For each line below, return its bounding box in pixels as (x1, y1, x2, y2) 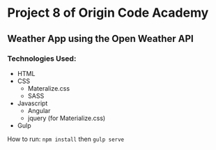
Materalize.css (27, 84, 70, 92)
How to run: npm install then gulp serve (7, 135, 125, 143)
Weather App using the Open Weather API (7, 33, 194, 45)
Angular (27, 106, 51, 114)
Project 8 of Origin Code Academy (7, 5, 209, 21)
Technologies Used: (7, 54, 77, 63)
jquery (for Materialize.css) (27, 114, 106, 122)
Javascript (17, 99, 48, 107)
